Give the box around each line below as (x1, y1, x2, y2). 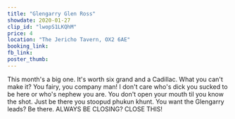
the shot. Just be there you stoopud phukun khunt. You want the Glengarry (7, 97, 224, 106)
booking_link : (7, 43, 49, 50)
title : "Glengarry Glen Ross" (7, 10, 96, 17)
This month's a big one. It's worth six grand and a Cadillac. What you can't (7, 75, 224, 83)
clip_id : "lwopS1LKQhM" (7, 23, 77, 30)
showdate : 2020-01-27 (7, 17, 71, 24)
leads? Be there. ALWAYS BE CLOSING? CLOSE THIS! (7, 104, 163, 113)
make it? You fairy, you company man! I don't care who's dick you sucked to (7, 82, 228, 91)
